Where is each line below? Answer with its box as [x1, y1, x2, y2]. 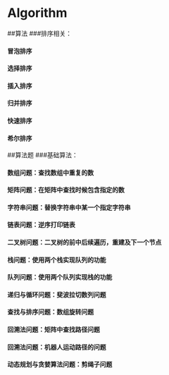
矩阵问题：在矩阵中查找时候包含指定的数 [7, 185, 125, 195]
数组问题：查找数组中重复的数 [7, 168, 94, 177]
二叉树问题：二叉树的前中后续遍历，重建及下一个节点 [7, 238, 162, 247]
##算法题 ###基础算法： [7, 151, 79, 159]
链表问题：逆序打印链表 [7, 221, 75, 229]
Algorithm [7, 5, 68, 21]
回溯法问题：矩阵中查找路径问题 [7, 326, 100, 334]
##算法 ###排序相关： [7, 29, 73, 37]
